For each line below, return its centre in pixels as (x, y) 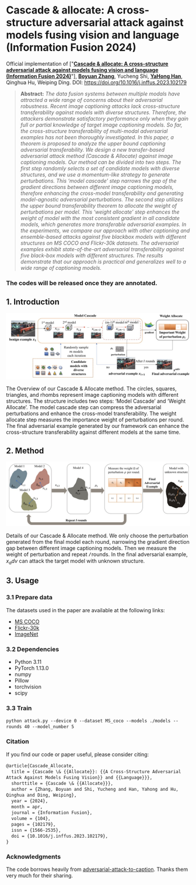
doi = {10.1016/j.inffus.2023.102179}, (60, 836)
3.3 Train (19, 708)
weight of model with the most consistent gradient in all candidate (100, 218)
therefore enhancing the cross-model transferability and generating (102, 193)
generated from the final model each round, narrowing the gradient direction (98, 542)
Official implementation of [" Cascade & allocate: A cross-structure (87, 64)
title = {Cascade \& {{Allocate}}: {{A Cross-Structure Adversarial (96, 771)
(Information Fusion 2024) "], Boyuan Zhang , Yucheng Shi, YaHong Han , (94, 76)
